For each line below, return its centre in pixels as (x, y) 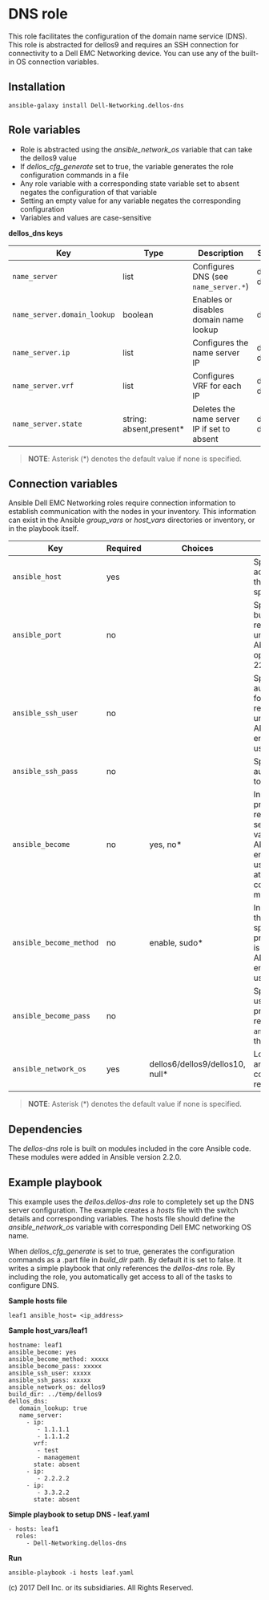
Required (124, 549)
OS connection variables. (57, 62)
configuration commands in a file (74, 175)
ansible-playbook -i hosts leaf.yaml (71, 1573)
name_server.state (47, 423)
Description (221, 253)
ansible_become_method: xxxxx (59, 1359)
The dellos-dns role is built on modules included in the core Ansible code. (130, 1148)
